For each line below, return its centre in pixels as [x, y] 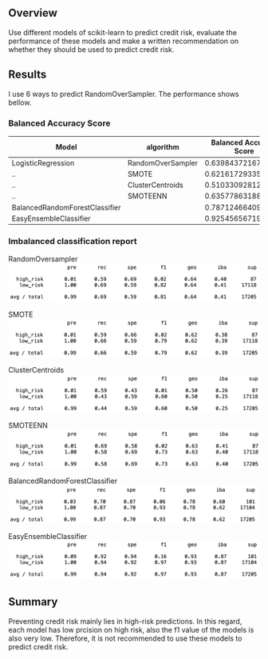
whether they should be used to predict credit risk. [91, 49]
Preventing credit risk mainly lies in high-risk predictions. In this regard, [125, 621]
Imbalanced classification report [73, 242]
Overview [33, 13]
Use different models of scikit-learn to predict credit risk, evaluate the [123, 32]
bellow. [20, 102]
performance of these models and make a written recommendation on [124, 41]
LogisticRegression [43, 162]
